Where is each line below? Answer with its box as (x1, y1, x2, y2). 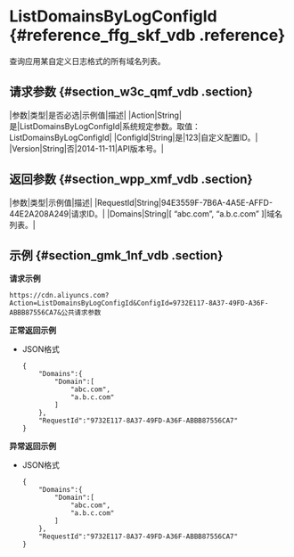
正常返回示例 (9, 325, 56, 336)
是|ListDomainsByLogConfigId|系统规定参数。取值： (9, 120, 200, 131)
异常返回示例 (9, 441, 56, 452)
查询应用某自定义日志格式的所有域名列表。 (9, 55, 166, 66)
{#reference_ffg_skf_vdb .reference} (9, 25, 286, 45)
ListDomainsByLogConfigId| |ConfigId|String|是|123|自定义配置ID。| (9, 132, 258, 143)
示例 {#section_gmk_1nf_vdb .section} (9, 248, 224, 263)
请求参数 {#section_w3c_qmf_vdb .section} (9, 85, 254, 100)
